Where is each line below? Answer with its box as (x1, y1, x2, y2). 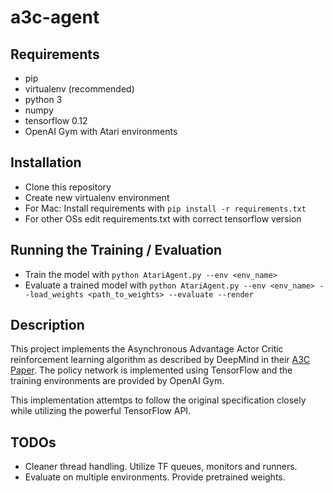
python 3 (24, 94, 63, 105)
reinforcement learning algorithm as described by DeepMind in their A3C (10, 354, 311, 366)
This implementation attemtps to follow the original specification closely (10, 394, 307, 406)
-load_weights (24, 289, 84, 300)
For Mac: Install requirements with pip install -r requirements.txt (24, 202, 307, 214)
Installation (10, 154, 82, 171)
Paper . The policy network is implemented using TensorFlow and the (10, 364, 293, 376)
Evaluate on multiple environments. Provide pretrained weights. (24, 471, 286, 483)
